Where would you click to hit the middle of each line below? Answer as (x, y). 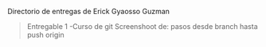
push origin (45, 35)
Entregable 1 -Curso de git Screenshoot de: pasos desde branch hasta (142, 26)
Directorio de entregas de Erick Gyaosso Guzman (89, 11)
